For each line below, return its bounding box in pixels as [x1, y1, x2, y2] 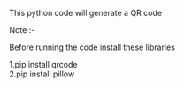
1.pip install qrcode [9, 60, 78, 69]
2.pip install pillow [9, 68, 75, 79]
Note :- [9, 25, 35, 35]
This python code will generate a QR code [9, 8, 162, 18]
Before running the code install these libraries [9, 42, 175, 52]
